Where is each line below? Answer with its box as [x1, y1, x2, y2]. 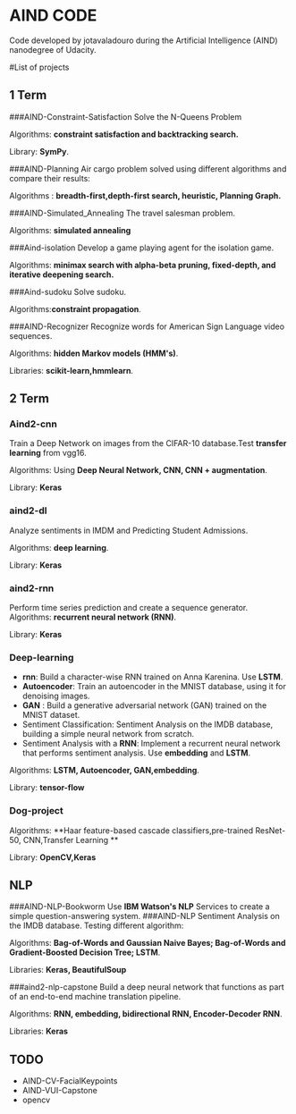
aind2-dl [9, 504, 47, 517]
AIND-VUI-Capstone [21, 1085, 98, 1096]
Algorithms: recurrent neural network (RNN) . [9, 612, 177, 622]
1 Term [9, 88, 47, 103]
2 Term [9, 391, 49, 407]
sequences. [9, 330, 53, 341]
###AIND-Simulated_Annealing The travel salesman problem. [9, 207, 235, 218]
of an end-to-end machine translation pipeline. [9, 992, 182, 1002]
